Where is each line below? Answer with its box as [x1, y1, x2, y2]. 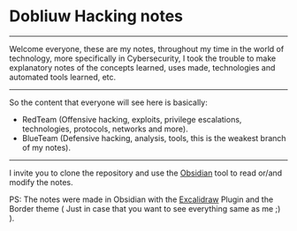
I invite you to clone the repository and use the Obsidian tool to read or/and [9, 168, 283, 178]
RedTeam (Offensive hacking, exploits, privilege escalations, [21, 114, 242, 124]
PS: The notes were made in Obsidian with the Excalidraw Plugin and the [9, 194, 274, 205]
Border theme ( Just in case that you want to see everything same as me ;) [9, 203, 281, 213]
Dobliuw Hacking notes [9, 6, 184, 26]
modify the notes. [9, 176, 73, 187]
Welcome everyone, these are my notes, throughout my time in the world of [9, 43, 285, 54]
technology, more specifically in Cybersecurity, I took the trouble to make [9, 53, 277, 63]
